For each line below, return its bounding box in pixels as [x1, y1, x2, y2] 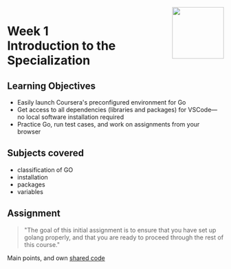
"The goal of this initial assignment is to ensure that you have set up [23, 226, 217, 234]
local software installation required [26, 113, 124, 121]
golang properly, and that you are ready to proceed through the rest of [23, 233, 224, 241]
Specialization [7, 53, 91, 68]
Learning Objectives [7, 80, 96, 92]
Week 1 [7, 23, 49, 39]
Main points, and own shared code [7, 254, 105, 262]
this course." [23, 240, 60, 248]
